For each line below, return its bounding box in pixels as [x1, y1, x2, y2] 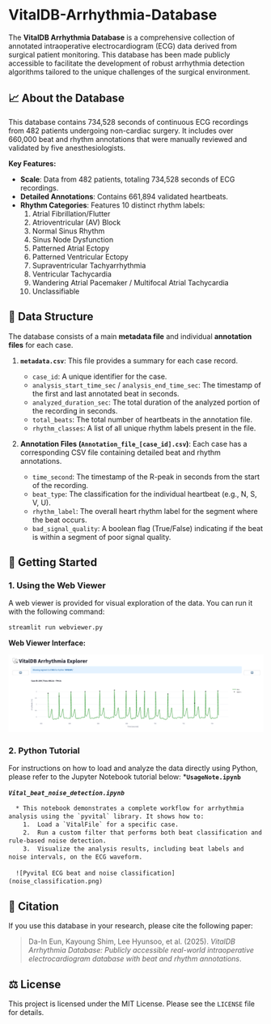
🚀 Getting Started [8, 555, 98, 569]
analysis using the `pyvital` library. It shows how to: [8, 812, 205, 820]
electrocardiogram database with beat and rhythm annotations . [28, 954, 242, 964]
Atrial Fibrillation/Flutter [32, 208, 111, 218]
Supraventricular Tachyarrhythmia [32, 260, 146, 270]
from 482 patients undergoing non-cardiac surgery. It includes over [8, 126, 234, 135]
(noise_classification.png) [8, 877, 104, 885]
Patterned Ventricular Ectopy [32, 251, 129, 261]
